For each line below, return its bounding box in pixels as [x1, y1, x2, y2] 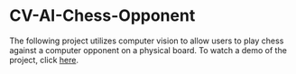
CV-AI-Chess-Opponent [9, 5, 196, 26]
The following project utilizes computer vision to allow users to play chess [9, 35, 284, 46]
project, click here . [9, 54, 79, 65]
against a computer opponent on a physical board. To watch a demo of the [9, 44, 287, 55]
